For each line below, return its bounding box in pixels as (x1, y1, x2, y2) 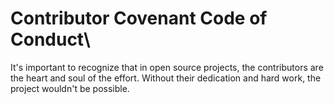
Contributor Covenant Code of (10, 7, 268, 30)
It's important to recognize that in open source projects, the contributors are (10, 61, 324, 73)
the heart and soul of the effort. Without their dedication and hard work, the (10, 72, 322, 84)
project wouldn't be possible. (10, 82, 130, 94)
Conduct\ (10, 28, 91, 51)
